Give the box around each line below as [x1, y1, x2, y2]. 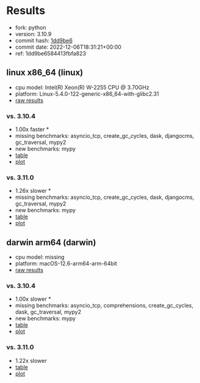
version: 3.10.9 [15, 30, 52, 37]
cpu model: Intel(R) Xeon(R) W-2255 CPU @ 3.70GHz [15, 84, 149, 91]
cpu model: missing [15, 254, 65, 261]
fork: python [15, 24, 47, 31]
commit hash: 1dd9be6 [15, 37, 73, 44]
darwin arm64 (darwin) [6, 237, 96, 248]
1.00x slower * [15, 295, 51, 302]
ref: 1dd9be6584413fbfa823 [15, 49, 87, 57]
